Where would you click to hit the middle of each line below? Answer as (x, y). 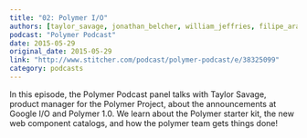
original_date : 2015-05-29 (61, 52)
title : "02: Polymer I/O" (58, 18)
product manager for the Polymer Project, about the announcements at (143, 103)
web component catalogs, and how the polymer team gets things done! (144, 123)
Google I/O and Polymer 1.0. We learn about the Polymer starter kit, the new (152, 113)
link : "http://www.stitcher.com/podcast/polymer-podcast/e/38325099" (145, 60)
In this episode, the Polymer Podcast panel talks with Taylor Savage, (138, 94)
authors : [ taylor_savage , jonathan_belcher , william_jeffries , (132, 26)
